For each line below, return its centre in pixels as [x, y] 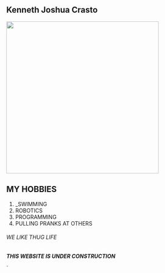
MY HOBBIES [31, 189]
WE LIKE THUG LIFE [32, 237]
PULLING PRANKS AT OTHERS [54, 223]
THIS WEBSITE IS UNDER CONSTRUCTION [61, 256]
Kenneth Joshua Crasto [52, 10]
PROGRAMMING [36, 217]
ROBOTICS [29, 210]
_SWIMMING [31, 204]
